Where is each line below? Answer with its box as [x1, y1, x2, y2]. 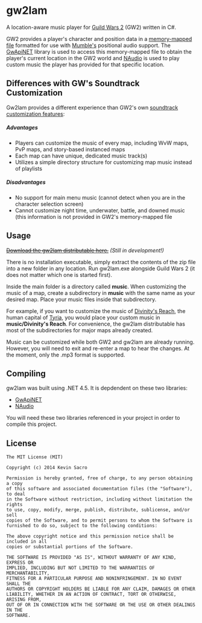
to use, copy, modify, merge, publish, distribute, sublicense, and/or [6, 507, 190, 513]
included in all [6, 539, 47, 545]
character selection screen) [14, 200, 84, 207]
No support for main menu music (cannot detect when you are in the [14, 194, 186, 201]
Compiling [6, 368, 46, 379]
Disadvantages [6, 179, 46, 186]
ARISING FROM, [6, 596, 42, 603]
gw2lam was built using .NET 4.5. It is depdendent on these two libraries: [6, 384, 188, 392]
